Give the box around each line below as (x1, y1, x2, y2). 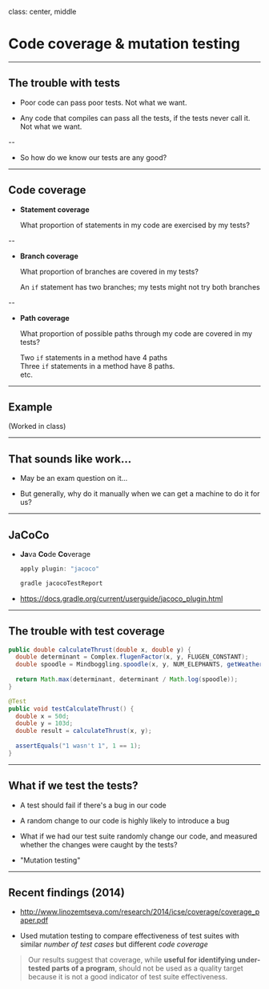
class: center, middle (8, 7, 77, 16)
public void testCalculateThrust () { (8, 704, 134, 713)
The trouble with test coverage (8, 624, 166, 639)
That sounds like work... (8, 452, 132, 466)
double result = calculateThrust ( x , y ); (15, 727, 152, 735)
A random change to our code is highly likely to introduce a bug (19, 815, 230, 825)
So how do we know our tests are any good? (19, 152, 167, 162)
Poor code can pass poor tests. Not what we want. (19, 98, 187, 107)
